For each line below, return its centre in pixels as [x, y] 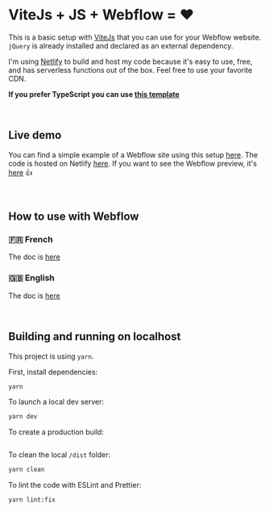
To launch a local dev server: [56, 402]
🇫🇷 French [31, 240]
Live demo [35, 135]
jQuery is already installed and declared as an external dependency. [121, 45]
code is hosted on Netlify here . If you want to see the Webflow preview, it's [133, 163]
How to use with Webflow [74, 217]
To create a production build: [56, 432]
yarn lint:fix [32, 500]
